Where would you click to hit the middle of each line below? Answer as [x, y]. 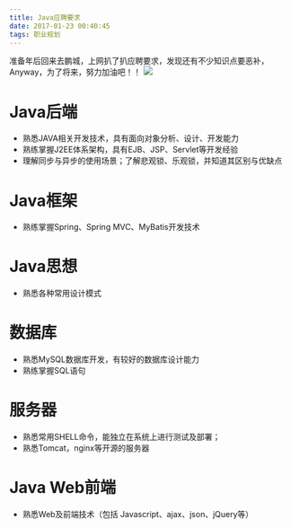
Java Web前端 [63, 488]
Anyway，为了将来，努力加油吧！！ [75, 72]
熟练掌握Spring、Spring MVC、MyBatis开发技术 [111, 227]
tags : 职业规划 [35, 34]
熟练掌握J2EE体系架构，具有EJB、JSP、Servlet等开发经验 [130, 150]
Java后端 [44, 112]
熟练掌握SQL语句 [54, 371]
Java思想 [44, 267]
